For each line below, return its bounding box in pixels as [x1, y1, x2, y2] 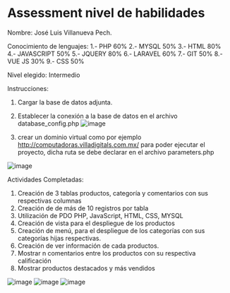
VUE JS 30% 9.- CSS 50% [7, 56, 85, 65]
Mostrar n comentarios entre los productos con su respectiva [17, 249, 196, 257]
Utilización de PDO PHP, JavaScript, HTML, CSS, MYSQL [17, 211, 183, 220]
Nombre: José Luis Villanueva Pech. [7, 28, 112, 37]
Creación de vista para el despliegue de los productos [17, 219, 175, 227]
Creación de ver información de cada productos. [17, 241, 159, 250]
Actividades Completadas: [7, 175, 84, 184]
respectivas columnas [17, 196, 82, 205]
